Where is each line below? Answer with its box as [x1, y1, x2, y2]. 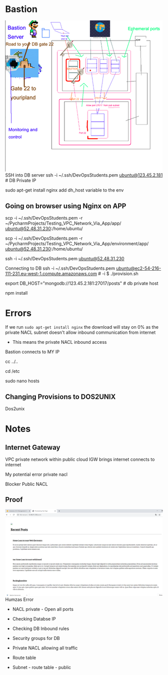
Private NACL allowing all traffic [12, 644, 78, 651]
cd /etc [5, 368, 20, 374]
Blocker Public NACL [5, 481, 48, 487]
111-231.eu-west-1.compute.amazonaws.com [5, 271, 97, 277]
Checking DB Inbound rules [12, 625, 69, 631]
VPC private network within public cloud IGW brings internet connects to [5, 456, 155, 462]
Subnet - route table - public [12, 664, 71, 670]
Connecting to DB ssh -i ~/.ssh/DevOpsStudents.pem [5, 265, 115, 271]
